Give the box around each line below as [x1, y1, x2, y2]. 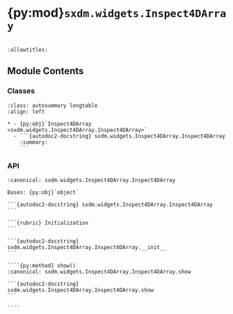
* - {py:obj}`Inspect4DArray [7, 120, 92, 127]
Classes [7, 86, 35, 96]
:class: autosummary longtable [7, 102, 98, 109]
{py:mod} [7, 5, 65, 21]
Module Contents [7, 65, 84, 77]
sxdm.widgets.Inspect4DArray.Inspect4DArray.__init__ [7, 244, 167, 251]
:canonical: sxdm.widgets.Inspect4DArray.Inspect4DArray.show [7, 268, 191, 275]
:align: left [7, 108, 45, 115]
